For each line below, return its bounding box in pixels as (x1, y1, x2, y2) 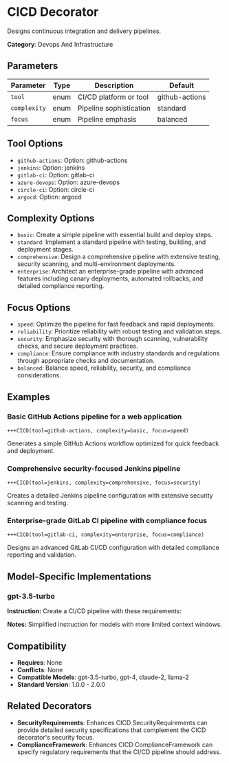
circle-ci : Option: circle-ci (17, 185, 94, 193)
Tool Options (7, 138, 63, 150)
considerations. (17, 371, 62, 379)
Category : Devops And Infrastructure (7, 40, 113, 48)
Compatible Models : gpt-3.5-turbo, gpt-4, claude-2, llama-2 (17, 673, 189, 681)
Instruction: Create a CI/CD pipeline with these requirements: (7, 607, 182, 615)
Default (169, 80, 195, 90)
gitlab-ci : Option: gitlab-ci (17, 170, 95, 179)
